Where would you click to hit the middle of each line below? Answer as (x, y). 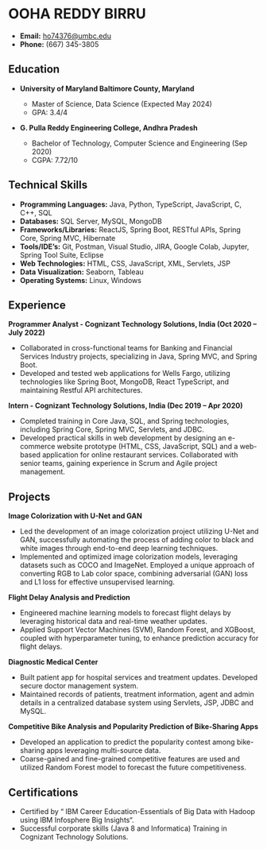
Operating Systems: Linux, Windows (80, 280)
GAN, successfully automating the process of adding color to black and (137, 540)
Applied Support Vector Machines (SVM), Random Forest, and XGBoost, (137, 630)
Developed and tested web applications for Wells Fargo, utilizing (125, 374)
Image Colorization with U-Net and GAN (75, 516)
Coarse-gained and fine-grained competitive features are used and (130, 759)
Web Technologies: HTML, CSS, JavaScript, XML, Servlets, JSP (125, 263)
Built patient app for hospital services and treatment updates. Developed (139, 677)
